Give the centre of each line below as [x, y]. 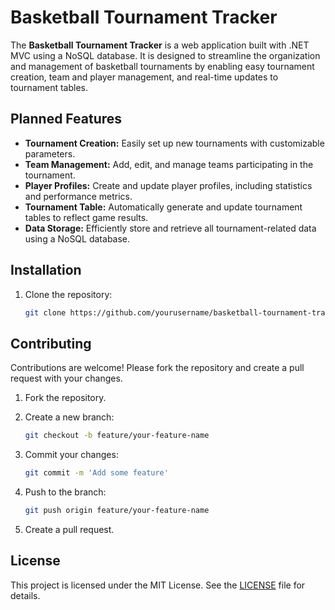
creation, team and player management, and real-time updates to [144, 77]
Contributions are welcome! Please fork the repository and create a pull [157, 368]
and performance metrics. [78, 196]
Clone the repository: [68, 294]
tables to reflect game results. [86, 217]
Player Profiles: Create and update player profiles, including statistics [168, 185]
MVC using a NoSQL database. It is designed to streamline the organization [165, 55]
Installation [46, 270]
